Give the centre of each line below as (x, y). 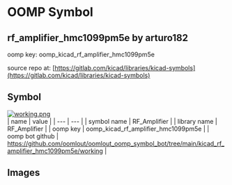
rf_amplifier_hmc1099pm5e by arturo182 (98, 38)
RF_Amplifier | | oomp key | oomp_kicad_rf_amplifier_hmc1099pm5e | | (108, 129)
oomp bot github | (33, 136)
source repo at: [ (31, 68)
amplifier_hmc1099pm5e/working (55, 151)
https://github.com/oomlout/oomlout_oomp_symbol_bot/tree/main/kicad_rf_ (116, 143)
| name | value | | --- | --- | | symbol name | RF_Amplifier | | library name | (113, 121)
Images (24, 173)
